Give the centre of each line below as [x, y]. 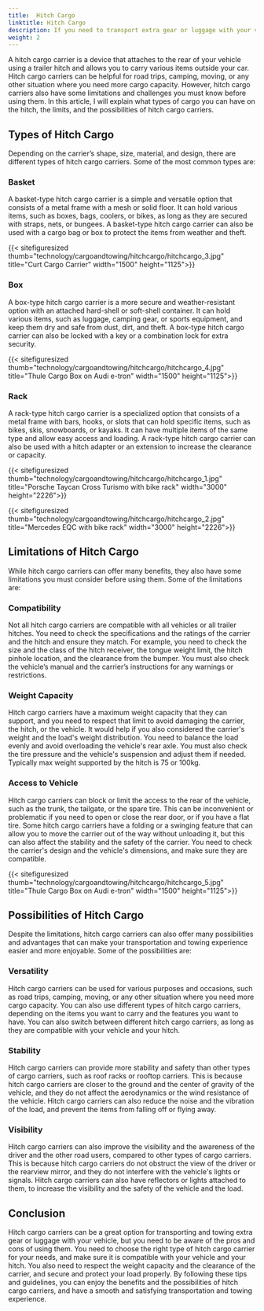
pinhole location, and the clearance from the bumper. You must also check [129, 659]
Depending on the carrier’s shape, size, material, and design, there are [122, 153]
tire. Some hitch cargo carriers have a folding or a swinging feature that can [131, 825]
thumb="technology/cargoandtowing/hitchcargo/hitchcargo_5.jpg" [116, 882]
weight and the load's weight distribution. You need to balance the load [123, 738]
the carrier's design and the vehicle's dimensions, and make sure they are [128, 850]
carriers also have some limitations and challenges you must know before [127, 93]
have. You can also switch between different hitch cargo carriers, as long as [131, 1022]
